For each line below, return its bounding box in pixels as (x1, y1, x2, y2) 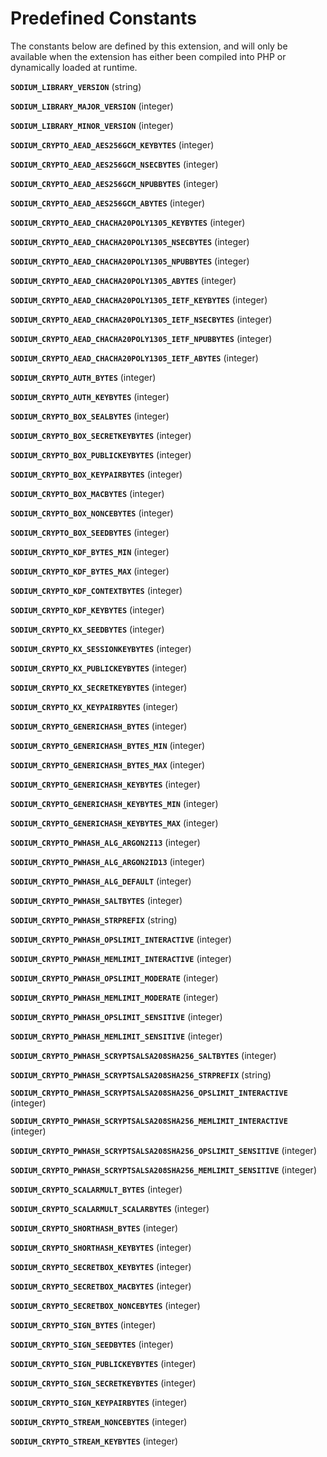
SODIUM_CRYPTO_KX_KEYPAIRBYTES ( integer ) (10, 700, 179, 712)
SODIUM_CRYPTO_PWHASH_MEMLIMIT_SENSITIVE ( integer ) (10, 1030, 223, 1042)
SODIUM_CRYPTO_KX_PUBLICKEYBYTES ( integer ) (10, 662, 188, 674)
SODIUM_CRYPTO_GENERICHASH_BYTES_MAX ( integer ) (10, 758, 206, 771)
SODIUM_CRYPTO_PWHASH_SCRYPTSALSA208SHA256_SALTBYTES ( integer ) (10, 1049, 277, 1061)
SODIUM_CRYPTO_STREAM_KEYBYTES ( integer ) (10, 1435, 179, 1447)
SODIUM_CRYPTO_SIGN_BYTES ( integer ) (10, 1318, 157, 1331)
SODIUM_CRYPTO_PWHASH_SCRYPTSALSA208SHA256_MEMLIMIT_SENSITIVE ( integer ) (10, 1163, 317, 1176)
